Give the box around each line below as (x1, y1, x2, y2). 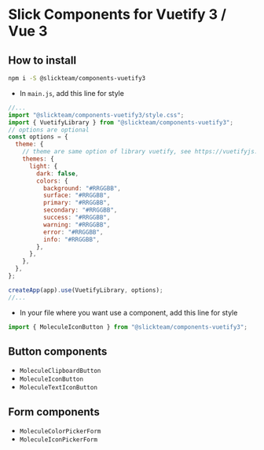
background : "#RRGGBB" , (42, 184, 122, 192)
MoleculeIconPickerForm (19, 436, 98, 444)
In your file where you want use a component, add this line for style (19, 308, 238, 317)
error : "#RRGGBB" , (42, 228, 104, 236)
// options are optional (8, 126, 90, 134)
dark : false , (36, 169, 79, 178)
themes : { (22, 155, 55, 163)
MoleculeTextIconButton (19, 384, 98, 392)
